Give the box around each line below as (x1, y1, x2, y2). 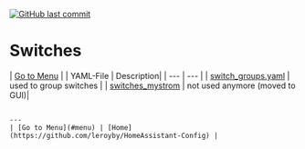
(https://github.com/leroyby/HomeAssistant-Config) (9, 131, 210, 140)
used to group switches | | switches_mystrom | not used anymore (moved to (9, 80, 296, 91)
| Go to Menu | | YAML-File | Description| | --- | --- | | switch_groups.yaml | (9, 70, 290, 81)
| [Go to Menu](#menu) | (9, 123, 104, 132)
